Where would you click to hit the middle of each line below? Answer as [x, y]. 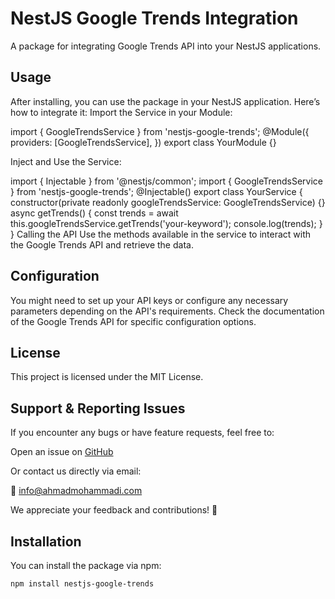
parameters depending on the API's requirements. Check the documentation [167, 311]
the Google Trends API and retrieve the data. [102, 244]
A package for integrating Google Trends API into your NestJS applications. [166, 46]
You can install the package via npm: [86, 565]
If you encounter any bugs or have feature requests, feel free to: [142, 433]
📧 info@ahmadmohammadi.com [76, 491]
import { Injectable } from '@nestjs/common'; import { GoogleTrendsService [166, 181]
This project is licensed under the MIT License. [107, 377]
